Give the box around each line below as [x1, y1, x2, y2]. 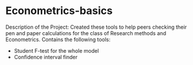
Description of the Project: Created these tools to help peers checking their [5, 23, 187, 30]
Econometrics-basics [5, 4, 113, 18]
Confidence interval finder [13, 53, 77, 60]
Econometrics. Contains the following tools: [5, 36, 111, 43]
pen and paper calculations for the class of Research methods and [5, 29, 167, 36]
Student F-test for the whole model [13, 47, 99, 54]
